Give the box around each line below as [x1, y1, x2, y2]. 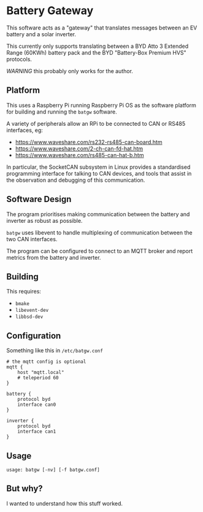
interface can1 [17, 429, 56, 435]
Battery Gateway [6, 4, 94, 18]
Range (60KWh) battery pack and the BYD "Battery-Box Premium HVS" [6, 48, 187, 56]
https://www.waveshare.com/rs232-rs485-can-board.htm [15, 138, 163, 145]
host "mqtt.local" [17, 370, 64, 376]
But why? [6, 483, 43, 494]
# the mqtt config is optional [6, 359, 86, 365]
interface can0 [17, 401, 56, 408]
